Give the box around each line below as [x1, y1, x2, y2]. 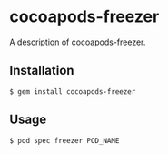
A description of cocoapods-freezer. [9, 36, 146, 47]
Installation [9, 63, 74, 78]
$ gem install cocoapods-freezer [9, 87, 136, 97]
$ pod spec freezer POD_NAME [9, 136, 120, 145]
